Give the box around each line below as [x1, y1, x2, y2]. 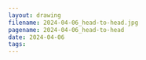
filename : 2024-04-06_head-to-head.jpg [8, 19, 139, 26]
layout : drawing [8, 11, 61, 19]
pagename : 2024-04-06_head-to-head [8, 26, 125, 34]
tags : [8, 41, 26, 48]
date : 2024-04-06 [8, 33, 65, 41]
